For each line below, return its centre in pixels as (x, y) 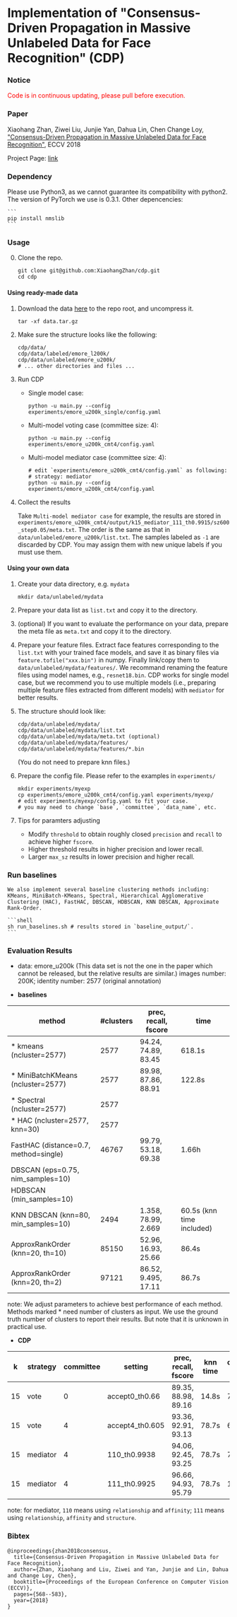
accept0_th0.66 (134, 1396)
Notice (19, 81)
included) (197, 1229)
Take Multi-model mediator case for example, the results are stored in (119, 516)
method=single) (37, 1154)
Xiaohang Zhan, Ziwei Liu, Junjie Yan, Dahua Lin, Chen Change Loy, (106, 129)
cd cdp (27, 277)
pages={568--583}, (41, 1594)
